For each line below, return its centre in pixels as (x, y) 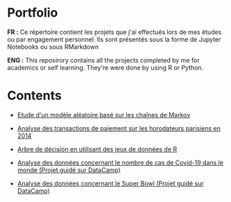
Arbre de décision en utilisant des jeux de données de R (97, 149)
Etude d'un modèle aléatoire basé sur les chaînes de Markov (104, 115)
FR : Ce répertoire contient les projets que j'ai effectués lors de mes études (114, 32)
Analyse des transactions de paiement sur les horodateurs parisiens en (119, 128)
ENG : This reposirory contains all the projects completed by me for (103, 60)
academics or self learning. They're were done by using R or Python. (105, 67)
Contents (35, 96)
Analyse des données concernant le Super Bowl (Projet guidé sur (111, 183)
